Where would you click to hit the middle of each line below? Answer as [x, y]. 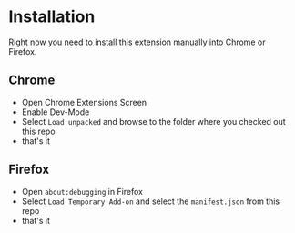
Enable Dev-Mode [56, 112]
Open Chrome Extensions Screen [84, 102]
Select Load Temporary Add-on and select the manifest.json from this [151, 201]
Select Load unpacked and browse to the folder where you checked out [153, 121]
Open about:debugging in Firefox [82, 191]
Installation [52, 17]
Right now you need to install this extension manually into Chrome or [137, 42]
